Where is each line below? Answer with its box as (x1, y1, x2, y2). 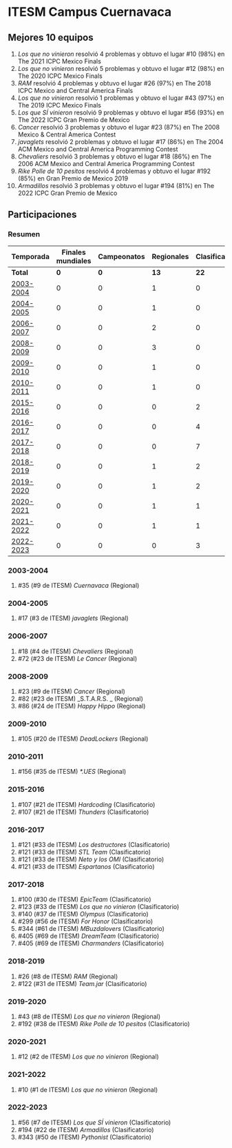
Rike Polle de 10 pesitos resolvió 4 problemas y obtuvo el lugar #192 (17, 167, 211, 175)
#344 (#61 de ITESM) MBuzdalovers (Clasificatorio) (17, 925, 165, 933)
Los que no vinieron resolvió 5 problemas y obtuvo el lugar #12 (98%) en (17, 65, 224, 72)
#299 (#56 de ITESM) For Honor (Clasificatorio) (17, 917, 154, 925)
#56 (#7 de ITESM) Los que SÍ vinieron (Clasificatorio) (17, 1118, 171, 1127)
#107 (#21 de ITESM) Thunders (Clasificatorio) (17, 808, 149, 816)
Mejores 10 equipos (8, 32, 94, 43)
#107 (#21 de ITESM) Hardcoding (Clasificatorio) (17, 800, 156, 808)
